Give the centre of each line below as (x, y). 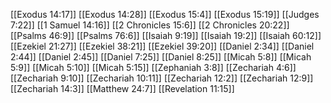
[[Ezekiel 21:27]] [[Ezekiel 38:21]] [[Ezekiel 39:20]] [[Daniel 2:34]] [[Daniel (162, 46)
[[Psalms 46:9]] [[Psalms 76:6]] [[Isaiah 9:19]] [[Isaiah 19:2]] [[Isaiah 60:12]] (166, 35)
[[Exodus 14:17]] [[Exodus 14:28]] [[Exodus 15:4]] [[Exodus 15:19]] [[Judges (165, 14)
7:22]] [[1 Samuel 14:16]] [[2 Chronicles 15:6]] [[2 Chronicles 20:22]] (150, 25)
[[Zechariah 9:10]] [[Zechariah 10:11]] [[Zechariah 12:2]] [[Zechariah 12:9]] (162, 78)
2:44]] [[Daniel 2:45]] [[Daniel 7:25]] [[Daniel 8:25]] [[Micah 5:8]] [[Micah (161, 57)
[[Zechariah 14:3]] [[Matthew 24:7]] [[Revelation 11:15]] (122, 88)
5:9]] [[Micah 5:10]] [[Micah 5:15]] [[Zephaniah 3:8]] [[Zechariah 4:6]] (153, 67)
